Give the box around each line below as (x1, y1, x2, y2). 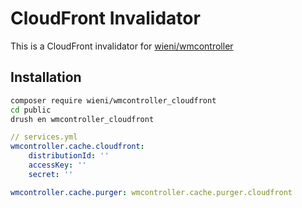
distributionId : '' (28, 151, 110, 161)
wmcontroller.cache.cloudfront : (10, 142, 145, 152)
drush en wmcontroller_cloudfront (10, 114, 155, 124)
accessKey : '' (28, 160, 87, 170)
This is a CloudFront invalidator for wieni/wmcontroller (10, 40, 234, 52)
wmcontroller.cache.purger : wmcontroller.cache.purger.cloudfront (10, 187, 293, 197)
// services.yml (10, 132, 78, 142)
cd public (10, 105, 52, 115)
